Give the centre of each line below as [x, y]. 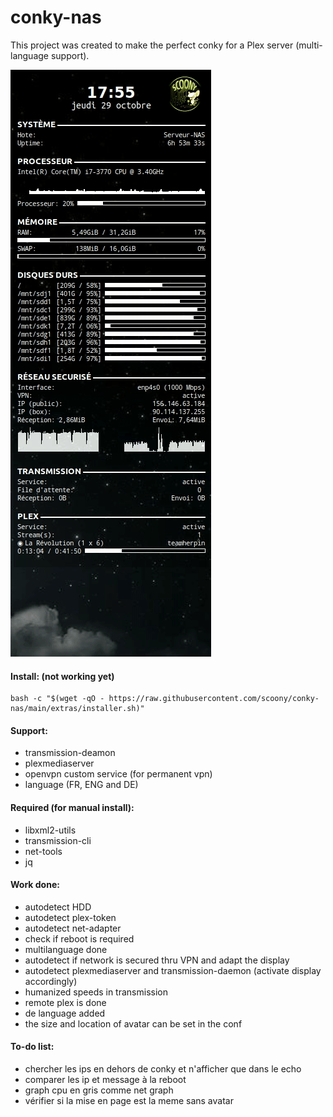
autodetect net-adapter [73, 928]
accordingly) [51, 981]
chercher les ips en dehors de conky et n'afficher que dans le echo [163, 1068]
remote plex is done [65, 1002]
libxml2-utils [50, 830]
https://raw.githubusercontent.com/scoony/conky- [214, 699]
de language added [65, 1013]
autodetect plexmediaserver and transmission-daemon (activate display [173, 970]
